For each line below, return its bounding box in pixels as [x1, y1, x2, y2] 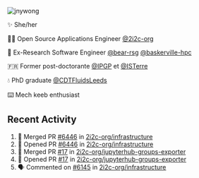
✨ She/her [7, 20, 37, 28]
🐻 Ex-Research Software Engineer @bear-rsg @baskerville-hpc [7, 48, 192, 57]
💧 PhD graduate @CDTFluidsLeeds [7, 76, 107, 84]
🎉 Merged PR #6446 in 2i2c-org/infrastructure [17, 132, 153, 141]
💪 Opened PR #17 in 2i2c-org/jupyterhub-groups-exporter [17, 155, 187, 163]
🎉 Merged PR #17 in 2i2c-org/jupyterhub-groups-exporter [17, 147, 186, 155]
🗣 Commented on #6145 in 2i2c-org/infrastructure [17, 162, 167, 171]
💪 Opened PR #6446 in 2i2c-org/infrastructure [17, 140, 154, 148]
